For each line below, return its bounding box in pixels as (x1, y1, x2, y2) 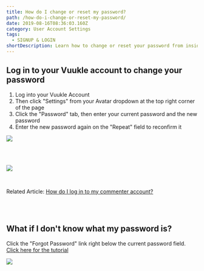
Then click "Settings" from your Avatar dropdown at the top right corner (15, 97, 195, 105)
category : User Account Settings (6, 26, 91, 32)
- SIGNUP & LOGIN (12, 37, 56, 43)
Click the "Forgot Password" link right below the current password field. (6, 239, 186, 247)
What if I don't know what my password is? (6, 224, 172, 234)
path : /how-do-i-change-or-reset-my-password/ (6, 15, 126, 21)
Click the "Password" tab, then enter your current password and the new (15, 110, 197, 117)
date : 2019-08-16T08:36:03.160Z (6, 20, 88, 26)
